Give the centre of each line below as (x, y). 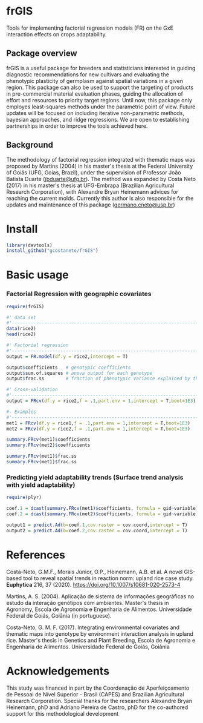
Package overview (42, 54)
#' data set (21, 317)
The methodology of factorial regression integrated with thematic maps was (101, 159)
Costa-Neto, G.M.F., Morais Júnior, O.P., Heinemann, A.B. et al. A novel (95, 572)
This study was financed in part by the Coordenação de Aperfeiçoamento (98, 688)
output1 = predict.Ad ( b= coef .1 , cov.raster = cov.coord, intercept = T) (97, 525)
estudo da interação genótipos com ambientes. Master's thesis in (88, 602)
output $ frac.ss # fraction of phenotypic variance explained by (98, 379)
